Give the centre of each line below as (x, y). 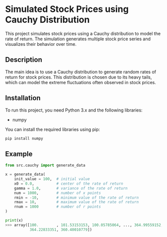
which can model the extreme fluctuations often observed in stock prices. (81, 82)
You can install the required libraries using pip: (53, 129)
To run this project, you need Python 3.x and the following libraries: (74, 110)
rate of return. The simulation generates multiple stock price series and (78, 39)
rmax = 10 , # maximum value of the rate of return (77, 202)
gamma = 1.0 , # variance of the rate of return (71, 188)
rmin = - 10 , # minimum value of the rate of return (77, 198)
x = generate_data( (25, 175)
